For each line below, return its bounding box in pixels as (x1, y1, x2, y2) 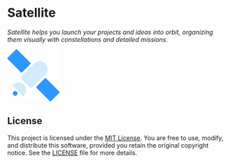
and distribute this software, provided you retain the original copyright (7, 141, 209, 149)
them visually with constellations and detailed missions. (7, 35, 168, 43)
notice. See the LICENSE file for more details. (7, 148, 138, 157)
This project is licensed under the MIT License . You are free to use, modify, (7, 134, 224, 142)
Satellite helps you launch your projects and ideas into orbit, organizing (7, 28, 213, 36)
